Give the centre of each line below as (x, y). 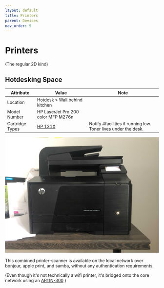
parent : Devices (21, 21)
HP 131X (46, 126)
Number (15, 117)
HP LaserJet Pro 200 (58, 112)
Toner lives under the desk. (116, 129)
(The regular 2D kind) (27, 64)
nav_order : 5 (18, 26)
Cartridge (17, 124)
